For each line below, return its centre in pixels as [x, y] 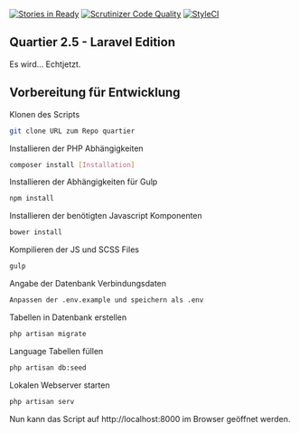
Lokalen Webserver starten [60, 385]
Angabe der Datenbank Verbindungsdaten [88, 283]
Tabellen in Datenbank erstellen [68, 317]
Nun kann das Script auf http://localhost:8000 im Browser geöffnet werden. [150, 419]
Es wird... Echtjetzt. [45, 64]
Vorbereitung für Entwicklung [95, 93]
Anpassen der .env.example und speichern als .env [107, 300]
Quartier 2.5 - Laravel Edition [93, 42]
